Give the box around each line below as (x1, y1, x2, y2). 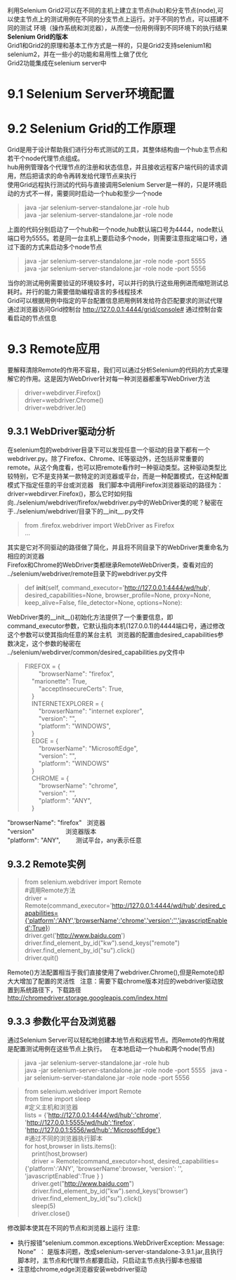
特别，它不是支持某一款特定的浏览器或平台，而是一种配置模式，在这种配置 (13, 471, 229, 480)
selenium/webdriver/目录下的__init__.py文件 (19, 507, 145, 515)
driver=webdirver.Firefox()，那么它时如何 (7, 489, 126, 497)
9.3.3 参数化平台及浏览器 (7, 1016, 116, 1028)
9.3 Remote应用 (7, 341, 100, 357)
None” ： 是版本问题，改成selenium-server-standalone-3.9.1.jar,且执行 (17, 1247, 223, 1255)
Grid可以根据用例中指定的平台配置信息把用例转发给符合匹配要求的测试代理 (7, 296, 223, 305)
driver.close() (31, 1209, 70, 1217)
